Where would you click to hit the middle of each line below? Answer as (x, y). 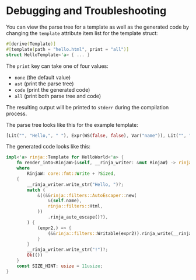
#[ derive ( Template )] (31, 44)
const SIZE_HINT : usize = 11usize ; (60, 266)
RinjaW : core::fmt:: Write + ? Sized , (71, 174)
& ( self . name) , (65, 201)
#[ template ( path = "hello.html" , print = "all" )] (68, 49)
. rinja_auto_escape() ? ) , (78, 217)
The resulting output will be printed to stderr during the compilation (87, 107)
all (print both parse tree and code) (58, 96)
